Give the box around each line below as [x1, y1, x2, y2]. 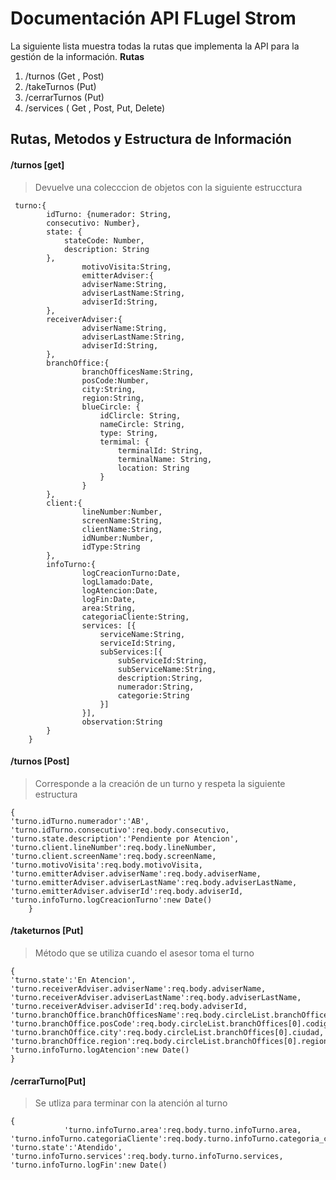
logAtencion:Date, [81, 585, 159, 596]
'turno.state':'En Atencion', [10, 975, 137, 985]
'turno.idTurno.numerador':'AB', [10, 816, 150, 826]
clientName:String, [81, 524, 163, 534]
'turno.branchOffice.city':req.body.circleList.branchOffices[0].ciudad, [10, 1027, 325, 1037]
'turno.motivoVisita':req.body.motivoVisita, [10, 860, 203, 870]
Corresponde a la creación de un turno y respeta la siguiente [34, 777, 286, 789]
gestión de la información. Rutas [10, 50, 145, 62]
